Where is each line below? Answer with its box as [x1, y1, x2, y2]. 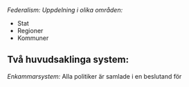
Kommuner [17, 34, 49, 42]
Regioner [17, 27, 44, 35]
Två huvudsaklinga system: [7, 54, 129, 66]
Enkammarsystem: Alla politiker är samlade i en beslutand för [7, 72, 182, 80]
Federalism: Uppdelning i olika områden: [7, 6, 123, 14]
